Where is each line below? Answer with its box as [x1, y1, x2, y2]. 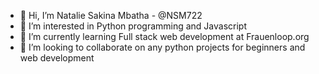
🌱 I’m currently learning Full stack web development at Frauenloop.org [19, 31, 310, 42]
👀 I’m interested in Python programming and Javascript [19, 20, 248, 32]
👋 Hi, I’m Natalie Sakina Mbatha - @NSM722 [19, 10, 203, 21]
